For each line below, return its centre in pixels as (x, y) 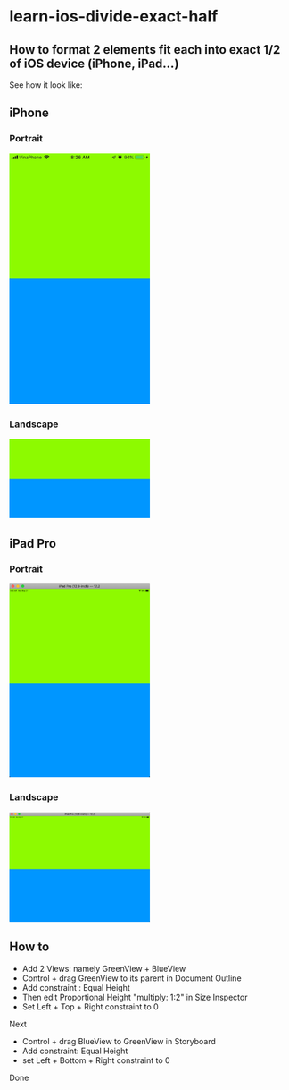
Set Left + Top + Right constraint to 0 (90, 1006)
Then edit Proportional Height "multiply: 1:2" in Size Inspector (135, 997)
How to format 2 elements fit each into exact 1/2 (145, 50)
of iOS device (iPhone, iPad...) (94, 63)
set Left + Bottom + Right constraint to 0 (96, 1060)
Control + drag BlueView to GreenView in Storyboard (119, 1041)
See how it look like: (46, 85)
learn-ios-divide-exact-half (114, 17)
